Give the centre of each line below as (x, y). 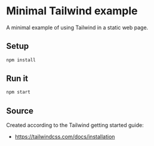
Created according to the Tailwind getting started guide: (75, 125)
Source (20, 111)
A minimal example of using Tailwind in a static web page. (77, 27)
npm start (19, 92)
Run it (17, 79)
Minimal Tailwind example (72, 11)
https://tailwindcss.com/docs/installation (65, 137)
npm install (21, 60)
